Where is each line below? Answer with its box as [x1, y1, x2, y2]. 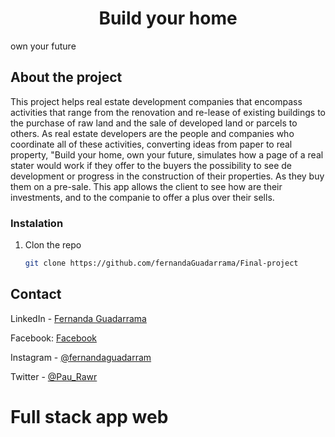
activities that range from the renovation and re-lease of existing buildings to [10, 106, 326, 118]
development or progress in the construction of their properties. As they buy [10, 170, 325, 182]
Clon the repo [24, 239, 82, 251]
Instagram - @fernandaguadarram [10, 351, 152, 363]
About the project [10, 69, 123, 86]
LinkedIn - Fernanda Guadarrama [10, 312, 147, 324]
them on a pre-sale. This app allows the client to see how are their [10, 180, 283, 192]
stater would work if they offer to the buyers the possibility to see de [10, 159, 293, 171]
